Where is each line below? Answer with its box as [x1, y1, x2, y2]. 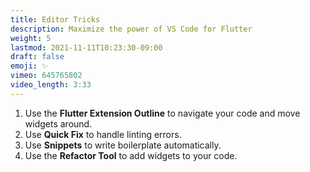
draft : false [10, 52, 65, 62]
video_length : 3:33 [10, 80, 92, 90]
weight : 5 [10, 33, 52, 43]
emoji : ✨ [10, 61, 48, 71]
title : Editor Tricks [10, 14, 101, 25]
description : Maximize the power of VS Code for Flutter [10, 24, 253, 34]
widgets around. [24, 117, 93, 130]
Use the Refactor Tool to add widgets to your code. [24, 149, 238, 161]
